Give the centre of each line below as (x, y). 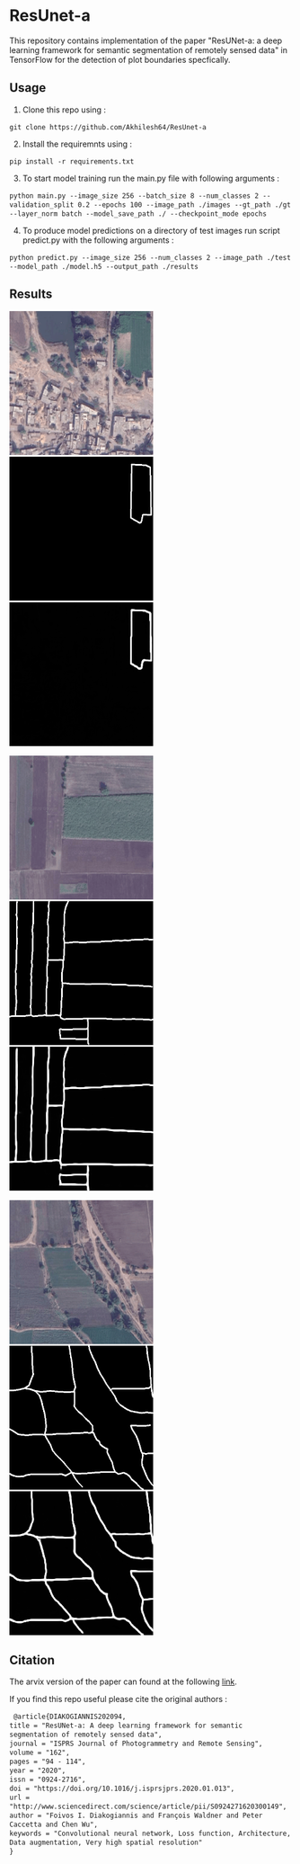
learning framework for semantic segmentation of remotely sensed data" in (149, 49)
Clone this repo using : (64, 110)
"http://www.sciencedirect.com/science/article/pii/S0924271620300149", (148, 1807)
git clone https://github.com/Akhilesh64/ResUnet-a (108, 127)
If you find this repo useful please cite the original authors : (118, 1699)
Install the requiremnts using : (77, 144)
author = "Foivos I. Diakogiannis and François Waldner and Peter (136, 1816)
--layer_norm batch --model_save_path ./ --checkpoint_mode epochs (138, 214)
